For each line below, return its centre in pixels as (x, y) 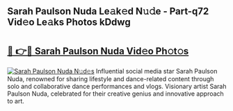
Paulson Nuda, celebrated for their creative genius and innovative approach (115, 94)
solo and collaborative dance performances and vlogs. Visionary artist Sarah (117, 86)
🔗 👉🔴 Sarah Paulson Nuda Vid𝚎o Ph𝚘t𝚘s (98, 51)
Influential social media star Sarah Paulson (157, 71)
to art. (16, 101)
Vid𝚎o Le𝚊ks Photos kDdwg (69, 23)
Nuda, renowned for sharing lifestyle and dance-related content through (111, 79)
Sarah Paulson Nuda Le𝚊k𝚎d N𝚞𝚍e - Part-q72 (108, 11)
